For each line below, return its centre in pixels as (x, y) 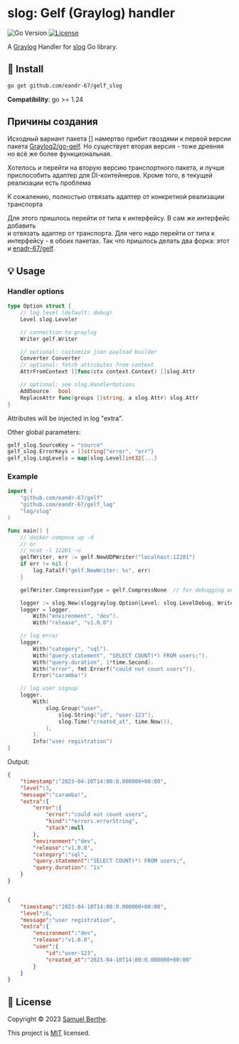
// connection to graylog (59, 332)
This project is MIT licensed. (49, 1033)
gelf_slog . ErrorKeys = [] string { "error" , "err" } (81, 452)
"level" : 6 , (36, 913)
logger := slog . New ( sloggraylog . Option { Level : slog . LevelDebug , (117, 603)
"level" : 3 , (36, 788)
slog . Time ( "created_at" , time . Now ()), (116, 721)
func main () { (28, 531)
